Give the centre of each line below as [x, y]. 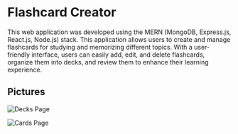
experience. [25, 69]
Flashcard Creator [62, 12]
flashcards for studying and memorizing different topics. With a [100, 47]
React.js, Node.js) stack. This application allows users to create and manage [119, 39]
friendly [19, 55]
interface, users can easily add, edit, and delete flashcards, [118, 55]
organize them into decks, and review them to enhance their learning [108, 62]
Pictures [26, 92]
